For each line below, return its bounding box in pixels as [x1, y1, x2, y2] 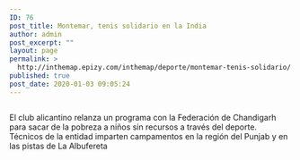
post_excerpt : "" [9, 38, 75, 47]
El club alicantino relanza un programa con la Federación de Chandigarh [9, 112, 277, 122]
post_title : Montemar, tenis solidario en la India [9, 21, 207, 30]
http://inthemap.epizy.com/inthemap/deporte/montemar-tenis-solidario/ [17, 63, 292, 72]
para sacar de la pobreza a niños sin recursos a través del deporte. [9, 122, 258, 132]
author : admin [9, 29, 63, 38]
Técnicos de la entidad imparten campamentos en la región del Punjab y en [9, 131, 288, 141]
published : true [9, 72, 70, 80]
